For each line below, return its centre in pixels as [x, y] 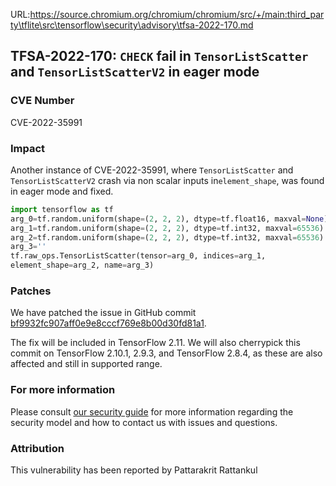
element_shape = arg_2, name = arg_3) [82, 265]
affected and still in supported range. [86, 364]
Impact [28, 148]
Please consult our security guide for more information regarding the [152, 411]
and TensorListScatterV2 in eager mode [135, 72]
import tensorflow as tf [62, 209]
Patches [31, 291]
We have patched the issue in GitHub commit [103, 313]
